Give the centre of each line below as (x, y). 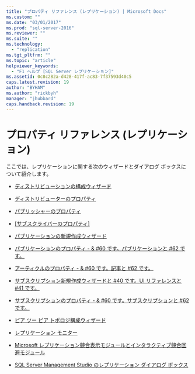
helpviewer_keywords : (32, 66)
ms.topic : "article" (31, 60)
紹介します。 (36, 174)
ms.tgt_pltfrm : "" (28, 55)
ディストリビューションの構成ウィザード (63, 186)
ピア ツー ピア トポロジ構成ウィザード (60, 320)
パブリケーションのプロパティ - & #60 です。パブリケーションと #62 (97, 249)
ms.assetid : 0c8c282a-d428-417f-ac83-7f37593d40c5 (69, 77)
